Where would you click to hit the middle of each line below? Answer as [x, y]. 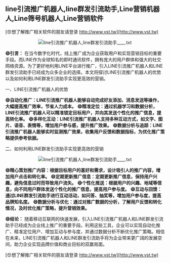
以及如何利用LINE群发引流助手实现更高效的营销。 [57, 78]
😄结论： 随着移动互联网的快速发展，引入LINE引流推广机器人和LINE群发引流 [84, 218]
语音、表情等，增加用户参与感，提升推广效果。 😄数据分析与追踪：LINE [88, 125]
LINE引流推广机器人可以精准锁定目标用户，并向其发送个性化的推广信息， [81, 112]
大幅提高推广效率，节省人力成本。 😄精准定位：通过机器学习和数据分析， [81, 106]
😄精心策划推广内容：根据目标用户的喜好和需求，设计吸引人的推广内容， [81, 170]
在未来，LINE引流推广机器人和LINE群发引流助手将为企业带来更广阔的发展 [81, 238]
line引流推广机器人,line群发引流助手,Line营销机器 [83, 9]
